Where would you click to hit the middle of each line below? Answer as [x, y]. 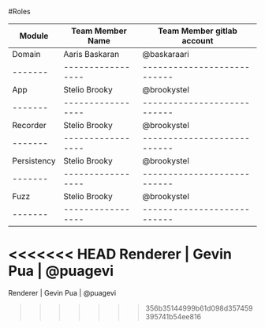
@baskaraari [166, 54]
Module [34, 36]
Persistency [34, 161]
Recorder [30, 125]
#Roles [20, 11]
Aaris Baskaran [91, 54]
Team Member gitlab [198, 31]
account [198, 41]
